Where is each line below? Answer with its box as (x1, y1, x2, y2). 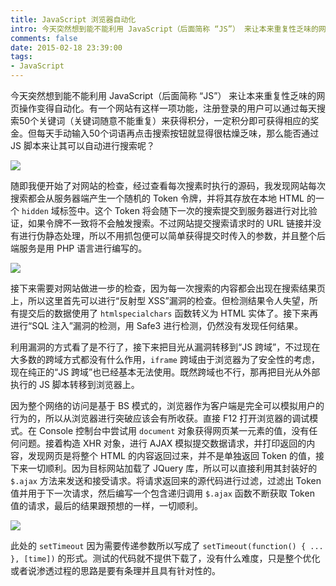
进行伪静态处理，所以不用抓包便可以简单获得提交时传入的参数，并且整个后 (18, 230, 326, 241)
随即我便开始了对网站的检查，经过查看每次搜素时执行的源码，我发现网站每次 (10, 180, 326, 191)
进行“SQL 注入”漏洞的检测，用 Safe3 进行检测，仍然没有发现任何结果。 (10, 320, 304, 331)
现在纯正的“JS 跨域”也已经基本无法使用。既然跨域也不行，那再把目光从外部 (10, 366, 321, 378)
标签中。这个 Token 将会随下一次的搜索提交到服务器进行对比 (59, 205, 309, 216)
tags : (10, 52, 33, 62)
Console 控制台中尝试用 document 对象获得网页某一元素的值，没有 (38, 425, 310, 436)
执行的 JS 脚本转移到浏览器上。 (10, 379, 140, 390)
